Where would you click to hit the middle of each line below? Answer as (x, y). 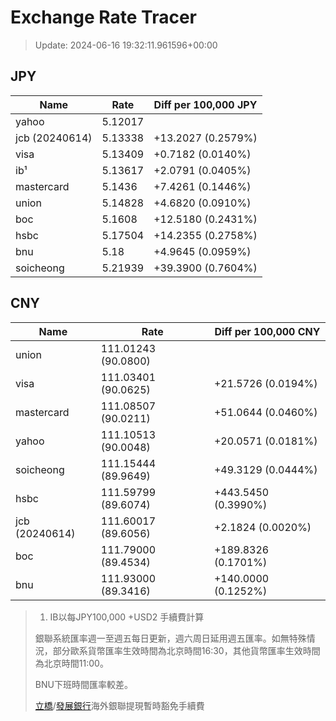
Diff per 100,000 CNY (267, 331)
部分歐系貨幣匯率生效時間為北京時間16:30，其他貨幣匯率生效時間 (186, 650)
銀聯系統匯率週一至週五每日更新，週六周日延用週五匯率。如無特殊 (170, 638)
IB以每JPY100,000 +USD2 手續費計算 (127, 617)
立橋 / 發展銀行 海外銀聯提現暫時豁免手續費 (119, 705)
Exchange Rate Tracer (104, 17)
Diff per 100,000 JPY (205, 104)
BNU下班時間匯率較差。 (83, 684)
